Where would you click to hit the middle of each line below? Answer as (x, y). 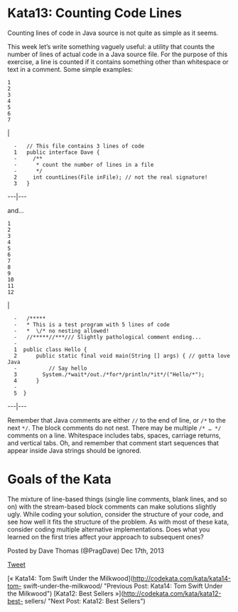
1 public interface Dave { (57, 152)
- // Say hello (50, 368)
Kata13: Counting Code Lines (95, 13)
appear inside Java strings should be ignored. (75, 450)
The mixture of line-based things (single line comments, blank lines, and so (117, 499)
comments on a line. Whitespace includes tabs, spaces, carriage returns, (114, 435)
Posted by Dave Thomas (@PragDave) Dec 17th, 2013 (86, 551)
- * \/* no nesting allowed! (62, 331)
